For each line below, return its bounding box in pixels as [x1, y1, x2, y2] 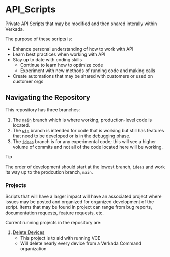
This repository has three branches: [5, 106, 80, 113]
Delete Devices [12, 229, 45, 236]
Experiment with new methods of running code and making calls [20, 67, 155, 74]
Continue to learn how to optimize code [20, 62, 103, 68]
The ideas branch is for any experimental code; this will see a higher [12, 138, 156, 144]
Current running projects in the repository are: [5, 220, 102, 226]
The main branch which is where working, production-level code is [12, 116, 152, 123]
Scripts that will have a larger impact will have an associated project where [5, 193, 162, 200]
